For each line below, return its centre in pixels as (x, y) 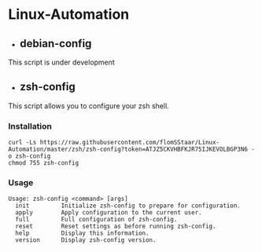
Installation (30, 126)
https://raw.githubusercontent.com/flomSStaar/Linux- (130, 143)
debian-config (55, 44)
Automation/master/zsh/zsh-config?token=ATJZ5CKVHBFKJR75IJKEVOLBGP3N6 (128, 150)
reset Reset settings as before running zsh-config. (116, 226)
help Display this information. (82, 233)
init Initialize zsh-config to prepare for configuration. (128, 206)
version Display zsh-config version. (86, 240)
